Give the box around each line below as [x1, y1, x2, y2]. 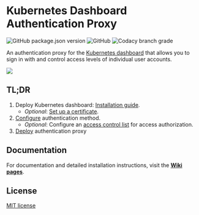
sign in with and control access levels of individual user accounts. [6, 55, 173, 63]
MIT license [6, 202, 36, 209]
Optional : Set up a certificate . [24, 107, 99, 115]
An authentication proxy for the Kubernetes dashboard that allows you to [6, 49, 190, 56]
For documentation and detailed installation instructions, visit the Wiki [6, 161, 182, 169]
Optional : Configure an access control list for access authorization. [24, 120, 194, 128]
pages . [6, 168, 24, 175]
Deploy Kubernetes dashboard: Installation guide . [15, 101, 140, 108]
